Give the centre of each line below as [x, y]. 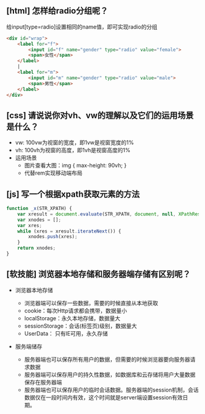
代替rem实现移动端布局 [53, 173]
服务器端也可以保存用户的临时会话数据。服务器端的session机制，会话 [111, 390]
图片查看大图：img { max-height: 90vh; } [75, 166]
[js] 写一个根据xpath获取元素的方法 [73, 194]
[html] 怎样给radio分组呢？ [57, 11]
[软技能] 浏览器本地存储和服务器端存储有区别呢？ [99, 274]
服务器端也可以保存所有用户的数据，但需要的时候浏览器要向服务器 [107, 359]
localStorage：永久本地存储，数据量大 [72, 318]
